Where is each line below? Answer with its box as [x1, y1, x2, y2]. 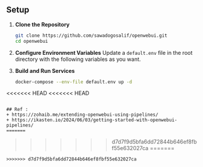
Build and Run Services [15, 67, 75, 74]
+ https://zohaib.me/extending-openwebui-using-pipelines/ [6, 112, 159, 118]
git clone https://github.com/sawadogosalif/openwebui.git [15, 33, 168, 39]
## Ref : [6, 107, 28, 113]
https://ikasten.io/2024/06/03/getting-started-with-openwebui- [12, 117, 178, 123]
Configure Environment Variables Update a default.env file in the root [15, 49, 193, 56]
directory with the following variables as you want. [15, 55, 141, 63]
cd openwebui [15, 38, 48, 44]
